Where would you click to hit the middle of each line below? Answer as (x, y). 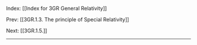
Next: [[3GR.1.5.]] (27, 31)
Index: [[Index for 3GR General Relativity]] (57, 8)
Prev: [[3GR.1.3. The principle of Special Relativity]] (68, 19)
